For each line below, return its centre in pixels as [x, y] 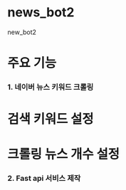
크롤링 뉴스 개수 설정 [63, 154]
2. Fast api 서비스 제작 [44, 179]
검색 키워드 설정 [51, 119]
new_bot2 [22, 32]
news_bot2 [41, 12]
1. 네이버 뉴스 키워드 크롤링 [51, 88]
